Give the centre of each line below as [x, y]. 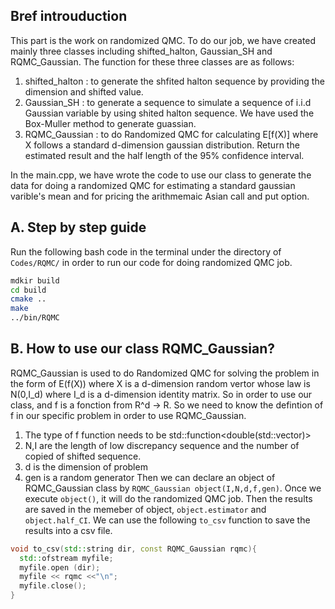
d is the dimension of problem [86, 466]
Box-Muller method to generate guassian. [110, 123]
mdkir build [35, 280]
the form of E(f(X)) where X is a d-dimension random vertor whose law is [160, 383]
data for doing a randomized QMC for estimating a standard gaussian [153, 185]
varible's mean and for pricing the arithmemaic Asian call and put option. [160, 196]
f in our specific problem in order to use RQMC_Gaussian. [128, 415]
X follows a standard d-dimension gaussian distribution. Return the [162, 145]
